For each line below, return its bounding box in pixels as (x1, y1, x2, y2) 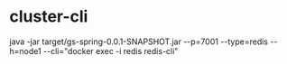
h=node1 (9, 45, 42, 56)
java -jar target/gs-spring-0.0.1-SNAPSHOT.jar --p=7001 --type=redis (9, 36, 269, 47)
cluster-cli (9, 6, 88, 27)
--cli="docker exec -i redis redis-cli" (43, 45, 179, 56)
